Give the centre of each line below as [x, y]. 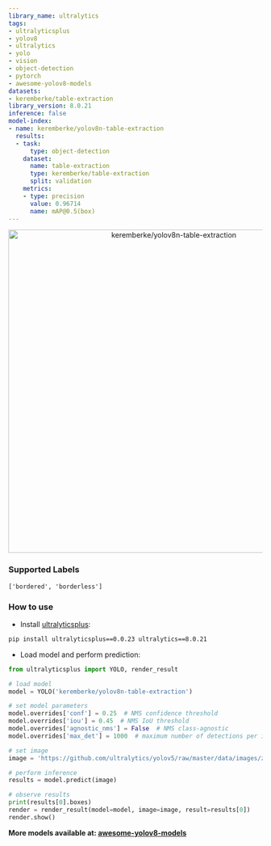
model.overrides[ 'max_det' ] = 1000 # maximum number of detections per [133, 736]
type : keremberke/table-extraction [90, 174]
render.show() [32, 817]
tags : [17, 23]
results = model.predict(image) [63, 781]
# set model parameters [48, 706]
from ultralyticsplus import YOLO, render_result [94, 669]
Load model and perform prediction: [80, 654]
